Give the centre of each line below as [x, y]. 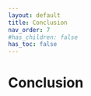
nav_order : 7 [29, 30]
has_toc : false [33, 44]
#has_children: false [43, 37]
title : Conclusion [38, 23]
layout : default [34, 15]
